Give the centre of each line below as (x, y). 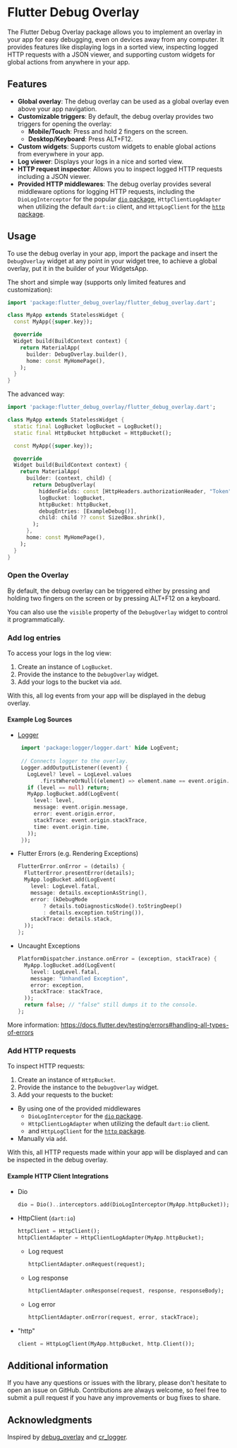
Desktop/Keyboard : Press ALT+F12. (80, 139)
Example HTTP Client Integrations (58, 1176)
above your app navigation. (57, 109)
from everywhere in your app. (61, 154)
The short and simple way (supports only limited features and (97, 282)
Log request (45, 1251)
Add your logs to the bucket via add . (69, 682)
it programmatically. (36, 619)
